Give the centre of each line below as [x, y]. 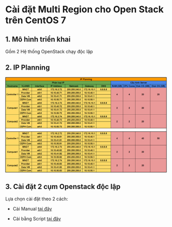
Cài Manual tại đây [32, 209]
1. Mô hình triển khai [38, 39]
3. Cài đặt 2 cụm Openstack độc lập [63, 186]
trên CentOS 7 [36, 20]
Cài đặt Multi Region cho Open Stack [84, 9]
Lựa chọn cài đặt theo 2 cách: [37, 199]
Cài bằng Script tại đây [37, 219]
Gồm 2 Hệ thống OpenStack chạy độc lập [49, 51]
